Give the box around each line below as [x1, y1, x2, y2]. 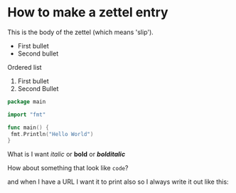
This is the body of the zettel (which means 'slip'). [7, 28, 154, 36]
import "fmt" [7, 111, 46, 118]
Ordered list [7, 63, 42, 71]
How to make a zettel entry [7, 4, 168, 21]
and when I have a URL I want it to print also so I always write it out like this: [7, 177, 229, 186]
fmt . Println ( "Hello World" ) [10, 130, 94, 137]
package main [7, 98, 46, 105]
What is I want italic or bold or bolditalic [7, 150, 126, 159]
